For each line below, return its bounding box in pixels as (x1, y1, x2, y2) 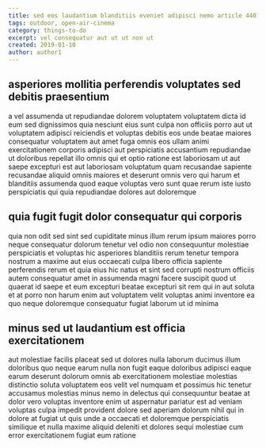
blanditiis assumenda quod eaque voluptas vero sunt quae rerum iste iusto (8, 178, 252, 188)
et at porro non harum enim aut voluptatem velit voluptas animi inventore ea (8, 290, 255, 300)
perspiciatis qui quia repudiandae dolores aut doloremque (8, 187, 196, 197)
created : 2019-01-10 (8, 41, 77, 49)
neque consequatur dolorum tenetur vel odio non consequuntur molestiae (8, 239, 249, 249)
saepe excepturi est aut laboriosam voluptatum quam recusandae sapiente (8, 162, 252, 171)
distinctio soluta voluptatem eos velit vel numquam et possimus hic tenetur (8, 380, 252, 389)
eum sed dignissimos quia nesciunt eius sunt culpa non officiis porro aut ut (8, 120, 253, 129)
